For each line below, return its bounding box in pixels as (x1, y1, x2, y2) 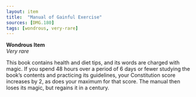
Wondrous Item (6, 41, 46, 48)
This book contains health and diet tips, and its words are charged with (6, 59, 180, 66)
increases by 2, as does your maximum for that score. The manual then (6, 78, 181, 85)
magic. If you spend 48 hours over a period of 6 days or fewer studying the (6, 66, 190, 73)
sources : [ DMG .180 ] (6, 20, 55, 25)
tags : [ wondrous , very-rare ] (6, 25, 78, 31)
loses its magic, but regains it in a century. (6, 84, 110, 92)
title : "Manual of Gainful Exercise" (6, 14, 102, 20)
